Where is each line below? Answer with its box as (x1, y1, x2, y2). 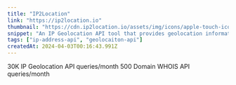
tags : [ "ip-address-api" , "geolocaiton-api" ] (7, 37, 143, 44)
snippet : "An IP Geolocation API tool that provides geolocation (7, 30, 202, 37)
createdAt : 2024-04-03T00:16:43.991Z (7, 43, 118, 50)
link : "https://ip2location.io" (7, 17, 102, 24)
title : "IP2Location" (7, 10, 71, 18)
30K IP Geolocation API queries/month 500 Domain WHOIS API (7, 63, 190, 70)
